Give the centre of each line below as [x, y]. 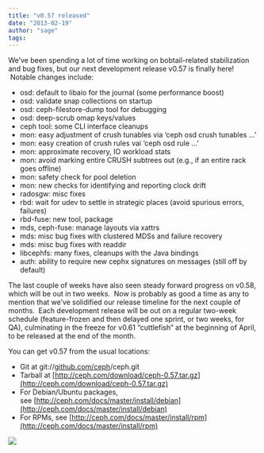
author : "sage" [33, 30]
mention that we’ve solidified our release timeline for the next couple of [124, 302]
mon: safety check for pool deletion [78, 177]
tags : [17, 38]
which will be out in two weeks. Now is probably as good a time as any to [129, 294]
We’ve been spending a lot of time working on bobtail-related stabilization [129, 60]
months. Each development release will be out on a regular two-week [122, 311]
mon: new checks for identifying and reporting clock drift [113, 186]
